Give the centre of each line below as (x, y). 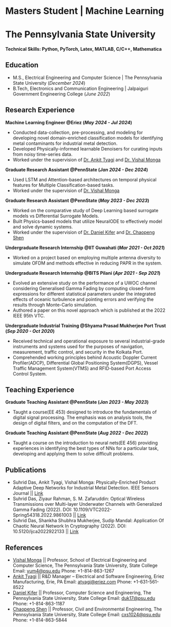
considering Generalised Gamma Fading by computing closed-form (84, 288)
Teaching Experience (40, 389)
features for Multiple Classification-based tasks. (63, 185)
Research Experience (40, 110)
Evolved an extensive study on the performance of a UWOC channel (85, 283)
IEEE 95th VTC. (29, 315)
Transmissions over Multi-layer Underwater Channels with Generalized (87, 504)
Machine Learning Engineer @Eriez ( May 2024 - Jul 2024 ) (69, 122)
